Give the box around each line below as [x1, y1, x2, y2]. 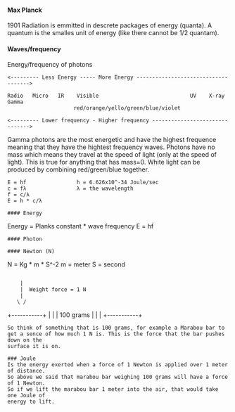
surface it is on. [7, 343, 61, 350]
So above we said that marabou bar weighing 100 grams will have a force [7, 373, 229, 381]
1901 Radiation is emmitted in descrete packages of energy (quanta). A [7, 21, 212, 30]
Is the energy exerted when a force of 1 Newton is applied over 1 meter [7, 361, 229, 368]
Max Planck [7, 6, 42, 14]
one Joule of [7, 392, 46, 399]
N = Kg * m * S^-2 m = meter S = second [7, 260, 125, 269]
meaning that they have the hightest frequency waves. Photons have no [7, 143, 216, 151]
